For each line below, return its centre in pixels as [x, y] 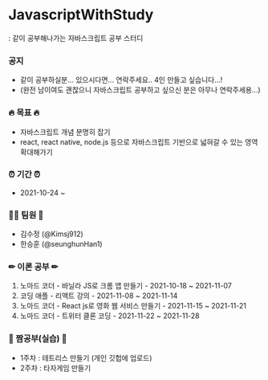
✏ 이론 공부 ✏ [33, 267]
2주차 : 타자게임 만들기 [55, 368]
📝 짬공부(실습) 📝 [38, 339]
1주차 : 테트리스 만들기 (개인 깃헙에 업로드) [86, 358]
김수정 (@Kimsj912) [52, 234]
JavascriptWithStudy [81, 15]
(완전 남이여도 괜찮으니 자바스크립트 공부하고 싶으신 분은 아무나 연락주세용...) [140, 90]
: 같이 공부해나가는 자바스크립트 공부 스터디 [76, 38]
